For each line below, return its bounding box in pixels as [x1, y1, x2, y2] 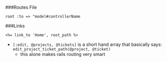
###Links [5, 23, 25, 29]
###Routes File [5, 5, 37, 10]
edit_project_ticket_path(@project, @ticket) [12, 47, 111, 52]
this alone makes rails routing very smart [20, 51, 106, 57]
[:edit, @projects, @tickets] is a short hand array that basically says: [12, 41, 162, 47]
